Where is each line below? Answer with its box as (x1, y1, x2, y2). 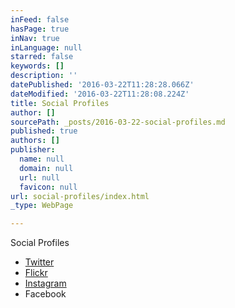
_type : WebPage (10, 201, 74, 211)
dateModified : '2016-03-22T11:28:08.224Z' (10, 89, 190, 99)
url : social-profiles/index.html (10, 191, 150, 201)
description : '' (10, 71, 78, 81)
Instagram (24, 277, 67, 290)
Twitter (24, 256, 55, 268)
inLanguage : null (10, 42, 83, 53)
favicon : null (19, 182, 78, 192)
